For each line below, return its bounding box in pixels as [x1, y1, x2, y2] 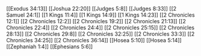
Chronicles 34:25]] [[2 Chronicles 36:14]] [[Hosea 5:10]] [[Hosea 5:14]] [6, 37, 182, 43]
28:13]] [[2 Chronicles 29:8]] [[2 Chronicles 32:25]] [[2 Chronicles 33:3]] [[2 [6, 30, 195, 38]
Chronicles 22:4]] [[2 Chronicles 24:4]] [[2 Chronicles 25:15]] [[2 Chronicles [6, 24, 194, 31]
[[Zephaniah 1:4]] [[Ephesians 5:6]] [6, 43, 93, 50]
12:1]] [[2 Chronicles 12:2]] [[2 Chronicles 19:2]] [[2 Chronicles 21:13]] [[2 [6, 18, 187, 24]
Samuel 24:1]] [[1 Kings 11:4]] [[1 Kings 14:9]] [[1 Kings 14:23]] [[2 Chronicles [6, 11, 195, 18]
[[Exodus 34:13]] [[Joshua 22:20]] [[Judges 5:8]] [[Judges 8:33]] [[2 [6, 5, 177, 12]
